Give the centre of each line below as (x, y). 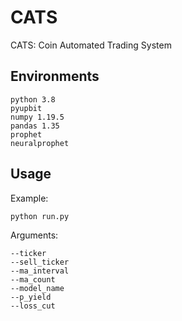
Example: (29, 198)
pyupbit (26, 108)
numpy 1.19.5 (37, 117)
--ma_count (33, 279)
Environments (55, 76)
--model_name (37, 288)
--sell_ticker (40, 262)
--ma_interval (40, 271)
